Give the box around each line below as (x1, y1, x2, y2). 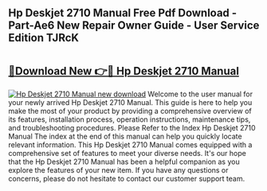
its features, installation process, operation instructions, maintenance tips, (8, 115, 251, 124)
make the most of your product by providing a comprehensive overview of (8, 107, 253, 115)
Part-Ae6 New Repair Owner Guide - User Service (8, 19, 260, 33)
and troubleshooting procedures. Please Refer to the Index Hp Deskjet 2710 (8, 123, 257, 132)
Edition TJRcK (8, 31, 80, 45)
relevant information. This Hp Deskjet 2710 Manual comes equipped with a (8, 140, 253, 150)
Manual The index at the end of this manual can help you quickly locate (8, 131, 242, 141)
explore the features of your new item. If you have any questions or (8, 166, 229, 174)
